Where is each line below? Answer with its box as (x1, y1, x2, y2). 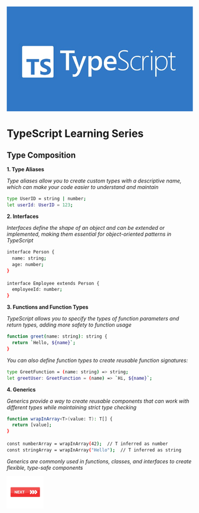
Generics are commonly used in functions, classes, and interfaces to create (6, 457, 192, 465)
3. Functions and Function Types (6, 303, 89, 311)
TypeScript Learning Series (6, 127, 144, 140)
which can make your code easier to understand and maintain (6, 184, 159, 191)
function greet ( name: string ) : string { (6, 334, 108, 339)
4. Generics (6, 386, 36, 393)
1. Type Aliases (6, 166, 45, 173)
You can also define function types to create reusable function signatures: (6, 357, 188, 364)
